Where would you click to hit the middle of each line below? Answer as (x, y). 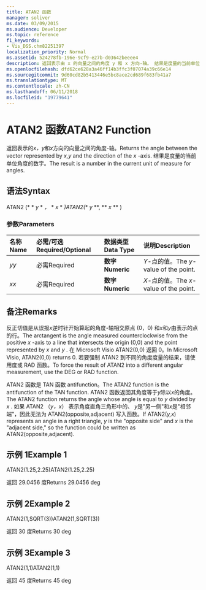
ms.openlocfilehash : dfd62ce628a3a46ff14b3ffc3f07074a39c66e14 (89, 69)
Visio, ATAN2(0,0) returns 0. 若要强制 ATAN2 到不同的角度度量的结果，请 (98, 357)
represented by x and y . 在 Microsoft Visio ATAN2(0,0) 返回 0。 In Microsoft (102, 350)
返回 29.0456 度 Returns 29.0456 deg (53, 483)
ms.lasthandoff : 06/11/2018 (42, 92)
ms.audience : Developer (37, 29)
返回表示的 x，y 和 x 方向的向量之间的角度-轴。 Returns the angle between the (102, 148)
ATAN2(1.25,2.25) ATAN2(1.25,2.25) (51, 470)
